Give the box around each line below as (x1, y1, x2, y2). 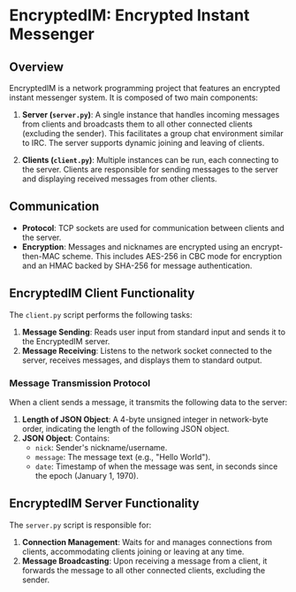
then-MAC (21, 250, 60, 261)
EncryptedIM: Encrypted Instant (9, 5, 250, 26)
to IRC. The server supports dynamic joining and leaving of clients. (21, 138, 265, 148)
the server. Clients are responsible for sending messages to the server (21, 165, 278, 174)
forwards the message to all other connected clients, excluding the (21, 565, 266, 575)
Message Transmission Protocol (9, 377, 151, 389)
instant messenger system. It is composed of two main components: (9, 92, 259, 103)
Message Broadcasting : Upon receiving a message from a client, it (21, 555, 268, 566)
